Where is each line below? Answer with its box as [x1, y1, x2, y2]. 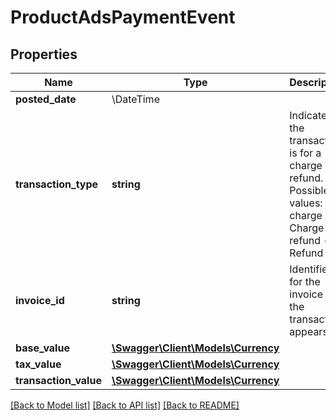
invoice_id [15, 294, 65, 307]
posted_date [15, 92, 77, 106]
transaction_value [15, 374, 102, 387]
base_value [15, 341, 70, 355]
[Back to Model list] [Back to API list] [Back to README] [10, 399, 240, 411]
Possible [289, 184, 330, 197]
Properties [10, 46, 78, 63]
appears [289, 325, 328, 338]
